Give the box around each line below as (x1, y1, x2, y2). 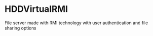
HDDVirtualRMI (4, 3, 68, 15)
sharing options (4, 25, 37, 31)
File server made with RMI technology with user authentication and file (4, 20, 149, 26)
